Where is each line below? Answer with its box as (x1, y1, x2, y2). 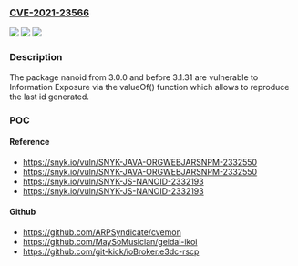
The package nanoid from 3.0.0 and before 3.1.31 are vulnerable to (9, 71, 259, 83)
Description (9, 51, 63, 64)
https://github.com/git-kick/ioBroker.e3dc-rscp (22, 246, 200, 257)
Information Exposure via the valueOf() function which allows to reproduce (9, 81, 290, 92)
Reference (9, 137, 50, 148)
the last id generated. (9, 91, 89, 102)
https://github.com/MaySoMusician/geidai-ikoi (22, 236, 198, 247)
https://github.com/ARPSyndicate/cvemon (22, 226, 182, 238)
